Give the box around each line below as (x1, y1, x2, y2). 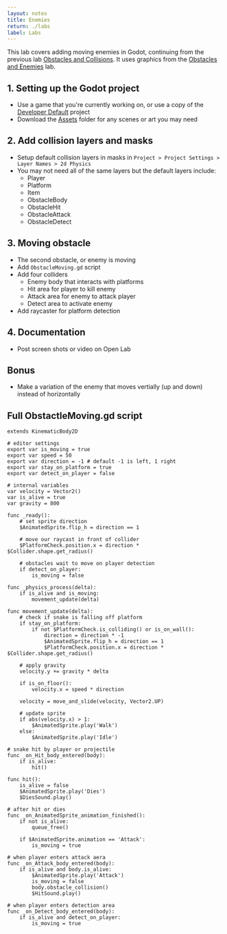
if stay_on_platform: (19, 620, 81, 627)
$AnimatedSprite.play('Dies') (19, 788, 106, 795)
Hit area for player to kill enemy (27, 285, 116, 293)
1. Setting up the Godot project (7, 82, 140, 94)
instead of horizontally (16, 390, 81, 398)
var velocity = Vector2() (7, 488, 81, 495)
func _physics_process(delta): (7, 584, 97, 591)
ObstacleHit (27, 203, 61, 211)
